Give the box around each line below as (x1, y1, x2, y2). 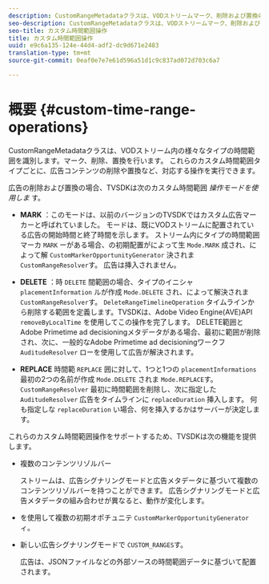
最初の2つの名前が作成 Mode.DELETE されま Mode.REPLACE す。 (19, 374, 218, 383)
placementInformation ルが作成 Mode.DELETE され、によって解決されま (19, 286, 250, 297)
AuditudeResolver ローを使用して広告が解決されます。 (19, 347, 199, 357)
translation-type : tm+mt (8, 49, 91, 57)
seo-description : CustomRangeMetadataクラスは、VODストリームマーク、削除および (8, 19, 261, 27)
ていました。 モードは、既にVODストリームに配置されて (62, 220, 247, 229)
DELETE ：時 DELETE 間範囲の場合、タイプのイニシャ (19, 277, 194, 286)
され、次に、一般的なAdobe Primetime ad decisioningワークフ (19, 337, 226, 347)
